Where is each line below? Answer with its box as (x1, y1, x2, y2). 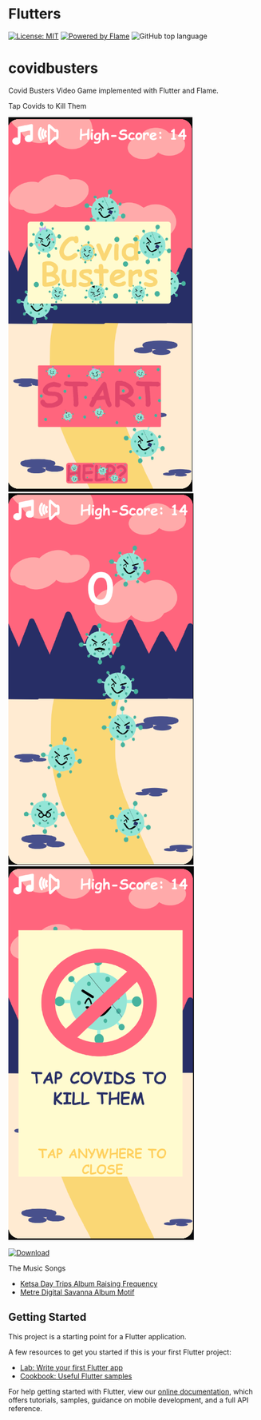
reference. (8, 1403, 42, 1413)
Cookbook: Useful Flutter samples (19, 1371, 132, 1381)
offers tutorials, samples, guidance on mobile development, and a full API (8, 1395, 249, 1405)
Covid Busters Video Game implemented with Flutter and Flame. (8, 86, 219, 95)
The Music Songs (8, 1263, 66, 1273)
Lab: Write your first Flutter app (19, 1362, 124, 1372)
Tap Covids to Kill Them (8, 101, 87, 110)
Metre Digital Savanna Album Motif (19, 1287, 135, 1297)
